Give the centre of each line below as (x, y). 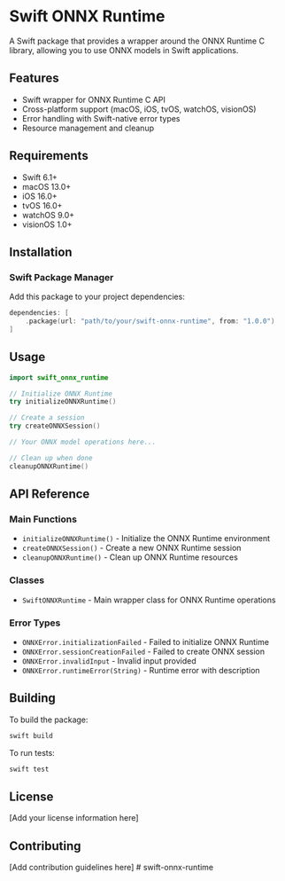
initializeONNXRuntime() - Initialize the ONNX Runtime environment (146, 539)
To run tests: (32, 752)
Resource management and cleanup (88, 128)
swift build (31, 735)
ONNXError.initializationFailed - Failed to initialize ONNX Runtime (146, 641)
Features (34, 79)
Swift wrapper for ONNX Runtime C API (94, 99)
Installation (41, 252)
